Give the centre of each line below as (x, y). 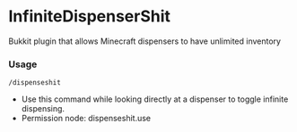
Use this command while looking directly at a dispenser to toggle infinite (155, 99)
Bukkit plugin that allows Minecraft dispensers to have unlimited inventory (145, 41)
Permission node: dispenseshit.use (86, 119)
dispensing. (43, 109)
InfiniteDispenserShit (90, 16)
